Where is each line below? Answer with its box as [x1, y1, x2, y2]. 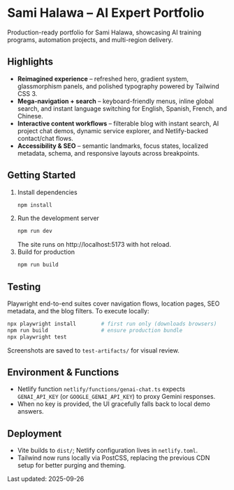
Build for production [17, 247, 75, 257]
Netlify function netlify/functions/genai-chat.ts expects [17, 385, 186, 393]
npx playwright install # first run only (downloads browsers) [7, 320, 217, 327]
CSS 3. [17, 89, 38, 97]
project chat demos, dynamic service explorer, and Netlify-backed [17, 126, 208, 135]
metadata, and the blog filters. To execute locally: [7, 307, 149, 315]
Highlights [7, 56, 54, 68]
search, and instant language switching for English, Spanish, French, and [17, 104, 227, 113]
